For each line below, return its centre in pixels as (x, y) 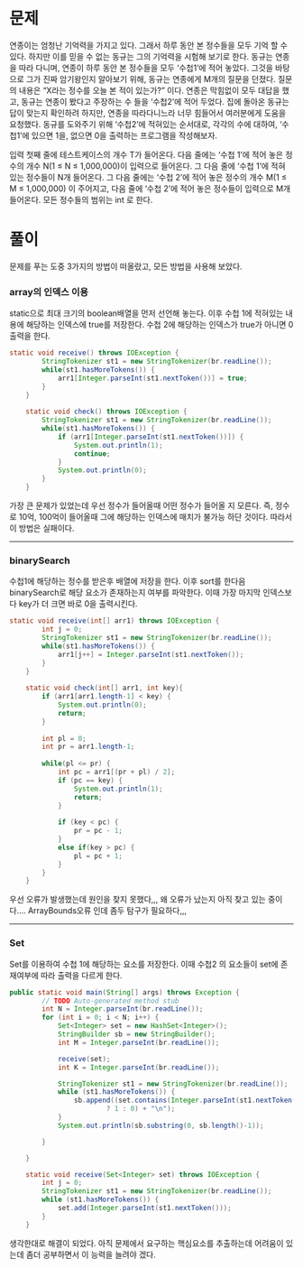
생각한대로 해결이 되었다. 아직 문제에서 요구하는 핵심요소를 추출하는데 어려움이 (147, 1243)
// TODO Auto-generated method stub (110, 1001)
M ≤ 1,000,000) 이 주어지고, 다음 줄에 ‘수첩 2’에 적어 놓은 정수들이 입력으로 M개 (150, 188)
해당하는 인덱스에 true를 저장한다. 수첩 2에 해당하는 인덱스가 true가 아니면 (156, 325)
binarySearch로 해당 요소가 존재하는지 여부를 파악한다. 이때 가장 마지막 (135, 593)
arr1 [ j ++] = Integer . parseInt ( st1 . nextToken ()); (151, 654)
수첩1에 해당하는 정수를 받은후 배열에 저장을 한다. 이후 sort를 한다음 (128, 581)
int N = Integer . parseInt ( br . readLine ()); (123, 1009)
